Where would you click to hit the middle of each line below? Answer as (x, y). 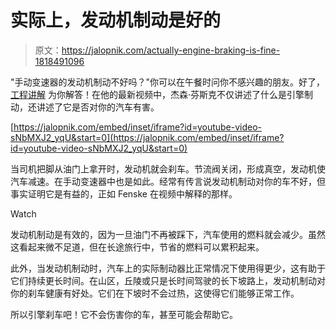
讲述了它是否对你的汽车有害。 (98, 107)
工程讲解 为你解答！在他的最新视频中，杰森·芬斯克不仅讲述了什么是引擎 (157, 94)
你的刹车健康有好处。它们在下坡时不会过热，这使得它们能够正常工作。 (155, 293)
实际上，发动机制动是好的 (116, 20)
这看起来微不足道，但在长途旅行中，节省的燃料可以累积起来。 (137, 247)
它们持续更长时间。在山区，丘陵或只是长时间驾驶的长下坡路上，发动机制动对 (168, 280)
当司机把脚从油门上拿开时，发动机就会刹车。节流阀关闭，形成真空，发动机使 (168, 168)
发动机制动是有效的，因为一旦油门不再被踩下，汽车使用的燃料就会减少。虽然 (168, 234)
